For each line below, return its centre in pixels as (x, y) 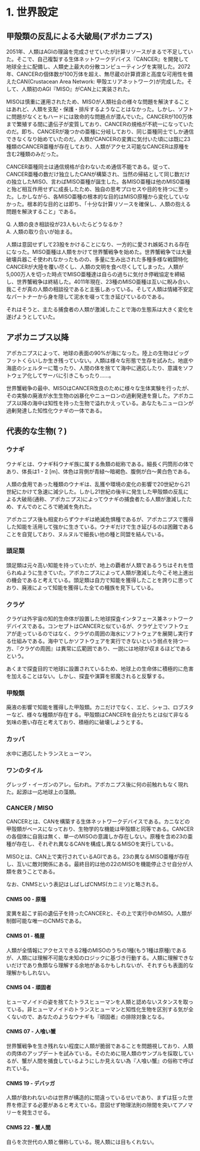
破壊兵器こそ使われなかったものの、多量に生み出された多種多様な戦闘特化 (97, 259)
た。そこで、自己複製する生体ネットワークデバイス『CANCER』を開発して (98, 59)
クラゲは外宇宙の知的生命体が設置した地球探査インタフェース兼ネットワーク (100, 619)
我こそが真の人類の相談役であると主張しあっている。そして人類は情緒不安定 (100, 289)
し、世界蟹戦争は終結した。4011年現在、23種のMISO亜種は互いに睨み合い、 (100, 282)
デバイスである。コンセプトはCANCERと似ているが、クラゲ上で (85, 626)
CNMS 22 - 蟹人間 (29, 1127)
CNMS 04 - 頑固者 (29, 987)
